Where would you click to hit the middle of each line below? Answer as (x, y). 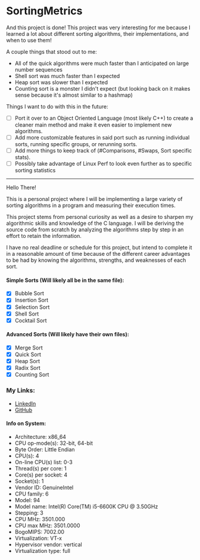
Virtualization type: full (42, 550)
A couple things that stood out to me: (51, 51)
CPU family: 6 (32, 494)
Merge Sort (29, 348)
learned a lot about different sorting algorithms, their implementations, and (98, 33)
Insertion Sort (32, 300)
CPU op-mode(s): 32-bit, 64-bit (54, 443)
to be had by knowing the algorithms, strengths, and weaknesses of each (96, 260)
